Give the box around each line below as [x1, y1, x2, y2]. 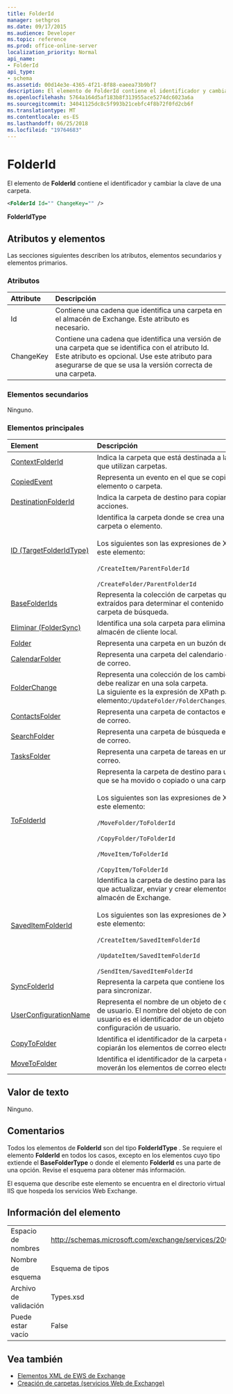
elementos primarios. [7, 258, 68, 267]
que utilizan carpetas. [96, 461, 168, 471]
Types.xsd [51, 1293, 85, 1302]
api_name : [7, 56, 36, 63]
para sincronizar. [96, 986, 153, 995]
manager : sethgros [7, 17, 60, 24]
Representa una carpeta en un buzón [96, 638, 218, 648]
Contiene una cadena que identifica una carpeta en [55, 306, 223, 315]
